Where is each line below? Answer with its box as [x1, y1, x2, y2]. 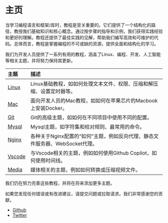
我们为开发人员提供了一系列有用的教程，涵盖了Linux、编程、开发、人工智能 [5, 51, 161, 57]
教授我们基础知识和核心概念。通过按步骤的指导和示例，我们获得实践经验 [13, 28, 163, 34]
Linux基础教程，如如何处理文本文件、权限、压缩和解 [30, 80, 153, 87]
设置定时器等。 [40, 88, 76, 95]
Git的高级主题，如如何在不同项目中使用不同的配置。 [30, 114, 152, 121]
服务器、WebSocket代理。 [35, 140, 97, 147]
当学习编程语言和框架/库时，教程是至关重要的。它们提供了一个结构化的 [5, 22, 151, 28]
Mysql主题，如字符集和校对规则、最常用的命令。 [30, 123, 145, 130]
